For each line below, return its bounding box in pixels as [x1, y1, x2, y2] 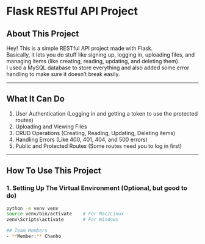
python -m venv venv [6, 205, 59, 211]
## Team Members [6, 228, 48, 234]
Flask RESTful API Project [6, 4, 138, 18]
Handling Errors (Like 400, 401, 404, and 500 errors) [15, 136, 148, 143]
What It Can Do [6, 94, 65, 104]
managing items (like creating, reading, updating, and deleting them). [6, 58, 180, 64]
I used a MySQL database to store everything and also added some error [6, 64, 190, 71]
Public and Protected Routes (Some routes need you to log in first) [15, 142, 182, 150]
